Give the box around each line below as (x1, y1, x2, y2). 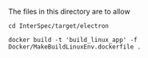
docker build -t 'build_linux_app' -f (8, 36, 138, 44)
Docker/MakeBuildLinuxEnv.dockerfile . (8, 43, 142, 51)
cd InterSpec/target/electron (8, 22, 110, 30)
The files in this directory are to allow (8, 7, 130, 16)
